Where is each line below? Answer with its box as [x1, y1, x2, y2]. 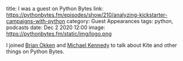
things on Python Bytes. [6, 48, 65, 55]
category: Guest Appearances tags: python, [66, 18, 174, 24]
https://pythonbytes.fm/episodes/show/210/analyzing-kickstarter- [6, 11, 168, 18]
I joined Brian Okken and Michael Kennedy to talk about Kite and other [6, 41, 178, 49]
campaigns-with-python [6, 18, 65, 24]
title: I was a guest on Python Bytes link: [6, 5, 104, 12]
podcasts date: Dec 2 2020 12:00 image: [6, 24, 105, 31]
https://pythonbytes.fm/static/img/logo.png [6, 30, 112, 37]
